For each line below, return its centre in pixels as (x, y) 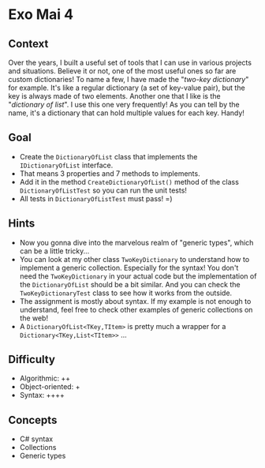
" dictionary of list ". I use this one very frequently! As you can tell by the (124, 105)
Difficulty (32, 359)
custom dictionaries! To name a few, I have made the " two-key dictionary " (129, 79)
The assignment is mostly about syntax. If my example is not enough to (135, 301)
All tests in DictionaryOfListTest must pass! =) (96, 198)
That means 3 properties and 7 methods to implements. (110, 173)
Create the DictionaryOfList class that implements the (108, 156)
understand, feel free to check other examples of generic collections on (136, 309)
